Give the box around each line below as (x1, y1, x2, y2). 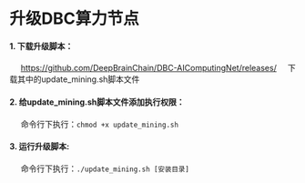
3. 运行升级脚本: (9, 141, 70, 152)
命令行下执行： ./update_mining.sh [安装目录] (20, 163, 189, 174)
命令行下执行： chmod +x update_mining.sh (20, 118, 179, 129)
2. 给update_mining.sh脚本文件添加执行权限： (9, 97, 185, 107)
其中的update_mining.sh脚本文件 (16, 74, 140, 85)
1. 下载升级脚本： (9, 40, 74, 51)
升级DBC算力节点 (9, 8, 139, 29)
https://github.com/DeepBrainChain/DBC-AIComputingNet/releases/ (20, 63, 278, 74)
